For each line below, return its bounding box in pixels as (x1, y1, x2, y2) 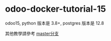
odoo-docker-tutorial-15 (5, 3, 106, 15)
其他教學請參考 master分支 (5, 30, 59, 36)
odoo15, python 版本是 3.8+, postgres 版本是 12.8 (5, 20, 104, 26)
